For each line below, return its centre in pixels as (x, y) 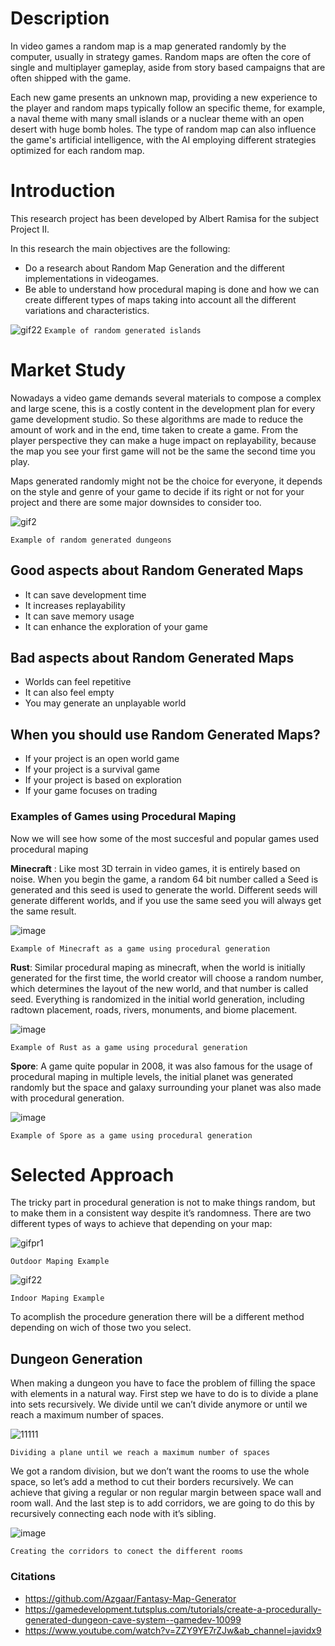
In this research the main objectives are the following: (120, 248)
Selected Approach (92, 1174)
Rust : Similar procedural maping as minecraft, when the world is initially (158, 967)
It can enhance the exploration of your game (116, 626)
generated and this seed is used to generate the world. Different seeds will (164, 889)
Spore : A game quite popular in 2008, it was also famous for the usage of (161, 1066)
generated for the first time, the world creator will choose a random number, (167, 978)
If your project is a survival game (92, 769)
